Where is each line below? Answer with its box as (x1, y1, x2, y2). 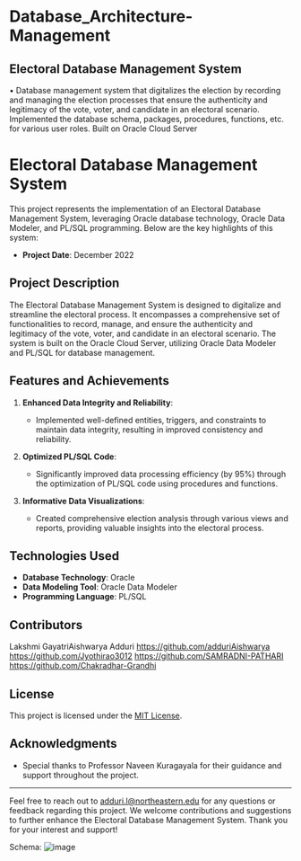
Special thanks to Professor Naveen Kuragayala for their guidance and (21, 759, 282, 770)
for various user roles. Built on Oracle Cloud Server (9, 123, 198, 134)
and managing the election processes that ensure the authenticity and (9, 94, 268, 105)
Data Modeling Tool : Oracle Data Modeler (21, 581, 177, 592)
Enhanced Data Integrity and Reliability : (21, 397, 173, 408)
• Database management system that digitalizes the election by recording (9, 85, 281, 95)
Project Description (9, 276, 120, 291)
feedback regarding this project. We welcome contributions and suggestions (9, 804, 292, 815)
